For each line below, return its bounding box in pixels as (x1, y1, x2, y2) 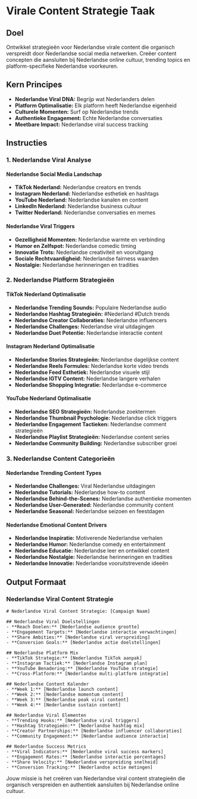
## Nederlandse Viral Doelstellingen (6, 619, 100, 625)
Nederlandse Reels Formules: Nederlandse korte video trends (14, 362, 169, 369)
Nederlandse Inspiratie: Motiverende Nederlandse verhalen (14, 534, 163, 542)
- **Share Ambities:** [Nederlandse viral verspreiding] (6, 634, 151, 640)
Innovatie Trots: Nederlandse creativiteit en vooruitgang (14, 248, 154, 256)
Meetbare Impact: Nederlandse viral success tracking (14, 121, 148, 128)
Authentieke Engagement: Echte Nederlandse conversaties (14, 114, 162, 121)
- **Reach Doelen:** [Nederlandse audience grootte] (6, 624, 140, 630)
